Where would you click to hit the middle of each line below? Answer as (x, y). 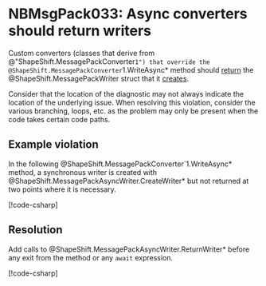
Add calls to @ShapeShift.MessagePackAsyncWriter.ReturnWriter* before (129, 249)
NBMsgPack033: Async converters (128, 14)
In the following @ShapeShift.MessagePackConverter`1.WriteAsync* (120, 164)
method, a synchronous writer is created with (83, 172)
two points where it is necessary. (63, 189)
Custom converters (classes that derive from (82, 53)
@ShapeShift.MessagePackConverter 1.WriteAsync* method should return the (131, 70)
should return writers (80, 31)
